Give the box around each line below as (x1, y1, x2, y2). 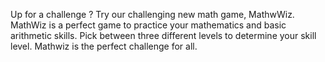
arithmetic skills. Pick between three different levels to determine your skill (10, 30, 317, 41)
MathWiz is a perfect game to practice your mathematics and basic (10, 19, 287, 31)
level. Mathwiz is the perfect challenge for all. (10, 40, 198, 52)
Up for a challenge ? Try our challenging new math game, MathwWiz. (10, 9, 295, 20)
